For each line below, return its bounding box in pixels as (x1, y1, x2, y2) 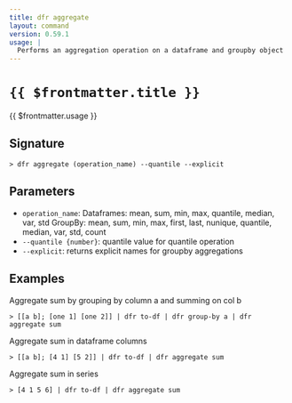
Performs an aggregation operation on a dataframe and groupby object (17, 46, 284, 55)
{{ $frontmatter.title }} (9, 85, 201, 101)
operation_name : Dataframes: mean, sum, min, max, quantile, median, (21, 207, 275, 218)
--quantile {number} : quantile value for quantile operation (21, 236, 235, 246)
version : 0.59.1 (9, 29, 69, 38)
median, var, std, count (21, 226, 107, 237)
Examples (9, 271, 65, 286)
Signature (9, 136, 65, 151)
